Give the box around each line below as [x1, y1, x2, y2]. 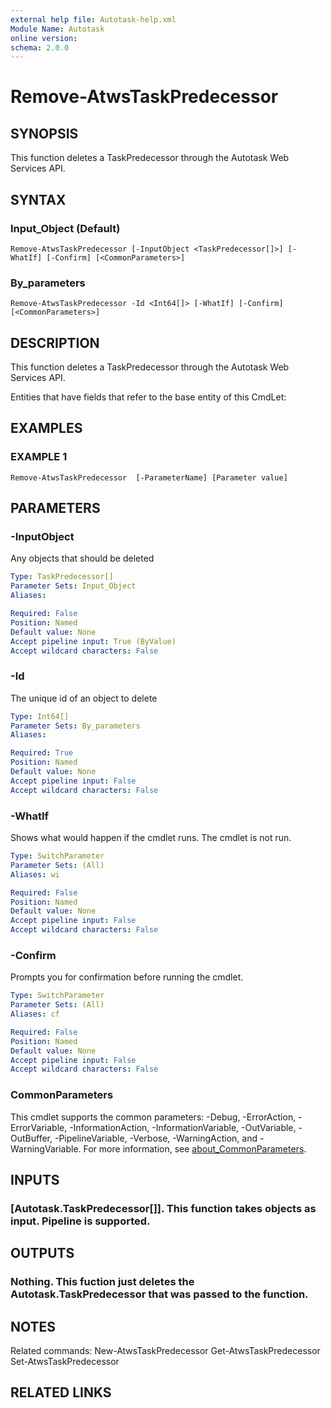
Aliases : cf [10, 1009, 60, 1020]
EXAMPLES [10, 420, 83, 437]
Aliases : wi [10, 869, 60, 880]
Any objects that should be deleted [10, 552, 155, 565]
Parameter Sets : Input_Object [10, 581, 137, 591]
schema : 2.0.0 [10, 42, 70, 53]
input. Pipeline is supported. [10, 1214, 151, 1228]
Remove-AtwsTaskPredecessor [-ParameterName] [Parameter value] [10, 472, 288, 483]
